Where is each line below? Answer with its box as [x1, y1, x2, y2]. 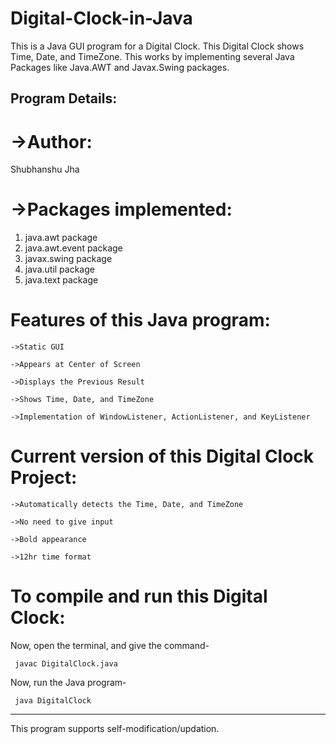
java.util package [24, 263, 95, 276]
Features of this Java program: [10, 309, 271, 332]
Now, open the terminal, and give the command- [10, 640, 210, 652]
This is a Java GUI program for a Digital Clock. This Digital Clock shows [10, 40, 305, 52]
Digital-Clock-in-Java [10, 7, 193, 30]
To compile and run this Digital [10, 585, 268, 608]
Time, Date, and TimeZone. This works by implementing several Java [10, 50, 295, 62]
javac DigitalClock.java [14, 659, 118, 669]
